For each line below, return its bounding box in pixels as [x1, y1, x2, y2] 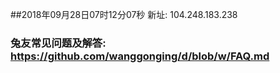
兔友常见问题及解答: [10, 36, 107, 50]
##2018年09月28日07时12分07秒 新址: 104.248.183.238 [10, 9, 238, 20]
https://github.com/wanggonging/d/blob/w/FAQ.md [10, 49, 270, 63]
